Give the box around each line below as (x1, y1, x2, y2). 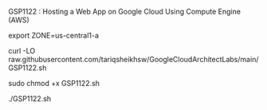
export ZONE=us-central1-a (8, 31, 100, 40)
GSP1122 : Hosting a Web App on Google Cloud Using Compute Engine (8, 7, 241, 16)
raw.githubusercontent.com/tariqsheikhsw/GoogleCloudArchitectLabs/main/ (8, 55, 259, 64)
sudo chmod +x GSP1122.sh (8, 79, 100, 88)
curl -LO (8, 46, 36, 55)
